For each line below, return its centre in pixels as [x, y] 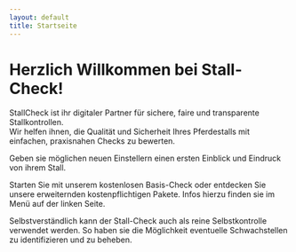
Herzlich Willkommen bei [104, 70]
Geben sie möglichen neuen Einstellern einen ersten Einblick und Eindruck [145, 158]
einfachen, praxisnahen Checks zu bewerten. [92, 141]
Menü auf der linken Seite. [57, 204]
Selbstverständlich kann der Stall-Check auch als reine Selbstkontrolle [138, 221]
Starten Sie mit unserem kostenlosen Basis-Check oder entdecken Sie [138, 185]
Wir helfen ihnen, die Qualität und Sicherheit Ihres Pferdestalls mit [130, 132]
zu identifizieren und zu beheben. [71, 240]
